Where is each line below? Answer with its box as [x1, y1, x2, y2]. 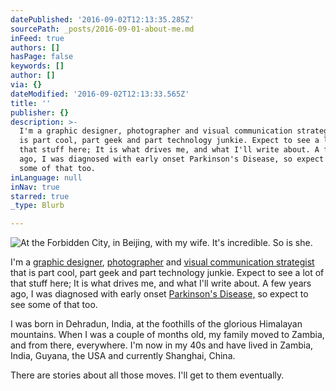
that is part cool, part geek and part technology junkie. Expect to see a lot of [10, 267, 325, 279]
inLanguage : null [10, 172, 83, 183]
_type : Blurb [10, 201, 65, 211]
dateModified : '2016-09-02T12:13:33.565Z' [10, 89, 190, 99]
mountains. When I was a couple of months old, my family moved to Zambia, [10, 329, 325, 341]
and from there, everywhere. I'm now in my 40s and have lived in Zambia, [10, 339, 314, 351]
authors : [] [10, 42, 60, 53]
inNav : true [10, 182, 60, 192]
